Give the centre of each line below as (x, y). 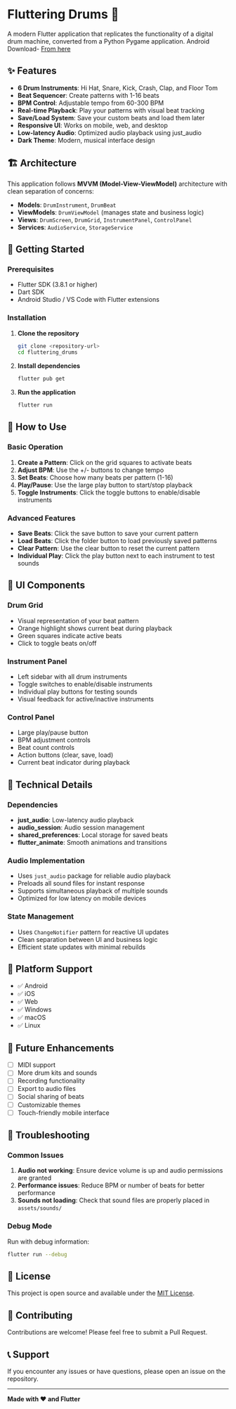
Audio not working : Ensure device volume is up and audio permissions (120, 1171)
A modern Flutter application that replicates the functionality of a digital (110, 34)
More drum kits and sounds (57, 1073)
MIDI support (37, 1065)
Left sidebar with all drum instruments (72, 677)
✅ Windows (34, 1009)
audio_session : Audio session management (81, 827)
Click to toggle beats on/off (57, 643)
